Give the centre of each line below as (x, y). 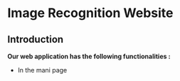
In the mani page (42, 70)
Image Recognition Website (90, 13)
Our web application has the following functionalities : (89, 56)
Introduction (36, 39)
